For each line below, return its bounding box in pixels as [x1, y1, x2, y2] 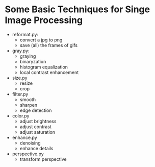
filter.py [12, 91, 29, 97]
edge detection [19, 107, 52, 113]
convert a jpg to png [19, 37, 63, 43]
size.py [12, 75, 28, 81]
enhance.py [12, 134, 38, 140]
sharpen [19, 102, 38, 108]
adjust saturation [19, 129, 56, 135]
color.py [12, 112, 30, 118]
